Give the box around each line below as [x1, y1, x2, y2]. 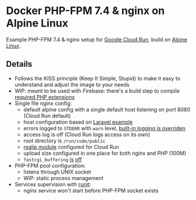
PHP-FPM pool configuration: [14, 162, 86, 169]
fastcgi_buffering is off [23, 155, 82, 162]
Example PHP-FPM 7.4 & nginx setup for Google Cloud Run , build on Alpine [6, 36, 188, 43]
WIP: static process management [23, 174, 104, 181]
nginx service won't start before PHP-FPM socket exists [23, 187, 159, 194]
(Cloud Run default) [23, 112, 72, 119]
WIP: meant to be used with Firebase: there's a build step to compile [14, 87, 180, 94]
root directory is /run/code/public [23, 137, 106, 144]
